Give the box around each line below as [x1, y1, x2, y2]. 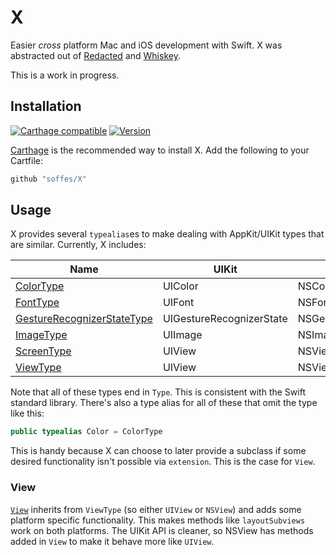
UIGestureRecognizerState [162, 312, 288, 326]
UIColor [162, 279, 199, 293]
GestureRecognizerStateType [15, 312, 153, 326]
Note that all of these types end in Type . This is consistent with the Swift [10, 386, 306, 398]
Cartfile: [10, 154, 43, 166]
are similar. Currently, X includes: [10, 239, 147, 251]
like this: [10, 407, 45, 420]
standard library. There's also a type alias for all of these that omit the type [10, 397, 318, 409]
